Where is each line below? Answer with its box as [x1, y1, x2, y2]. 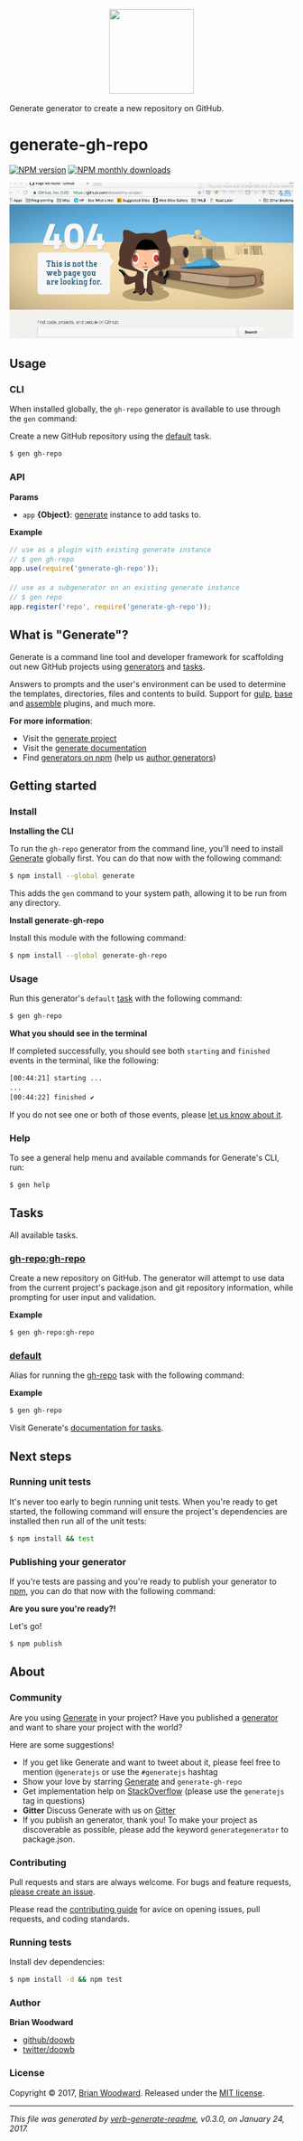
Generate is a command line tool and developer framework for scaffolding [9, 651, 284, 662]
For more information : [9, 715, 93, 726]
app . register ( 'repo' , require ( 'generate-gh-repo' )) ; [9, 602, 212, 611]
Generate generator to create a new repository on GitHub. [9, 103, 225, 113]
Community [9, 1692, 62, 1704]
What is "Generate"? [9, 627, 129, 643]
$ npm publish [9, 1639, 63, 1649]
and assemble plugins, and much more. [9, 697, 156, 709]
